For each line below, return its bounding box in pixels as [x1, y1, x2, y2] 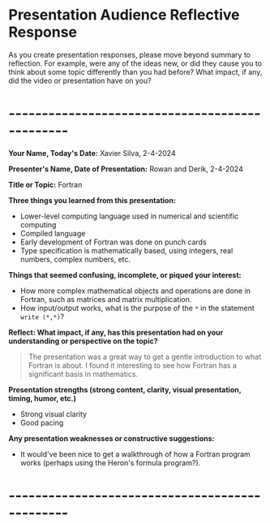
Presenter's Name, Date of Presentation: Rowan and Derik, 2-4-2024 [8, 164, 243, 174]
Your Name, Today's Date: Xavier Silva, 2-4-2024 [8, 148, 176, 158]
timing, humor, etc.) [8, 393, 77, 403]
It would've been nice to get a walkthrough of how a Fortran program [19, 449, 251, 459]
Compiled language [19, 228, 86, 238]
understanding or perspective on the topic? [8, 335, 158, 346]
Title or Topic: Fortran [8, 179, 83, 189]
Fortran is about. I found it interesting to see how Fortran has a [28, 360, 238, 370]
